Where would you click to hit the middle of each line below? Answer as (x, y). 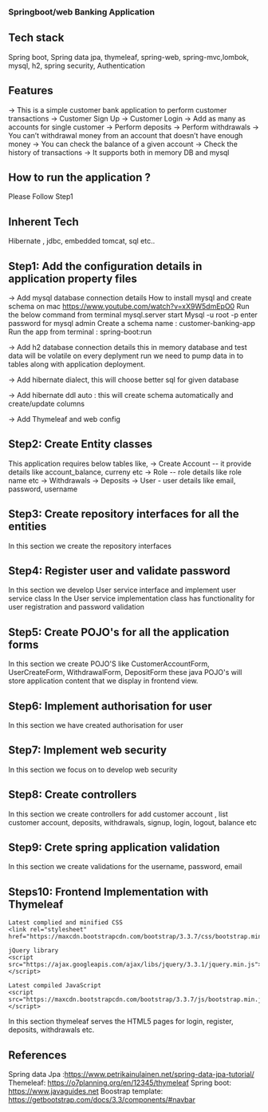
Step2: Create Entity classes (81, 445)
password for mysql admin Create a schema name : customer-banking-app (132, 323)
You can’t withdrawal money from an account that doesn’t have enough (126, 135)
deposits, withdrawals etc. (51, 1030)
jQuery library (33, 951)
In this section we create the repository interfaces (90, 546)
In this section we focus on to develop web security (93, 769)
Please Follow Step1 (41, 197)
